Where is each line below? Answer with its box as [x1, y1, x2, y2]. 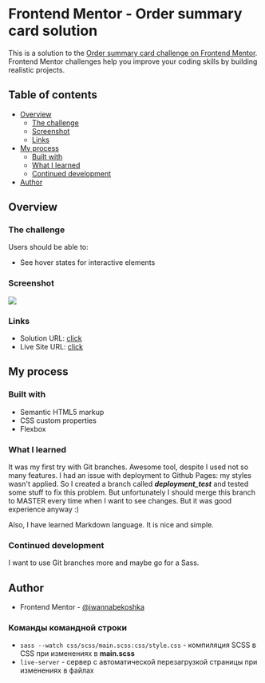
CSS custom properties [19, 416, 97, 425]
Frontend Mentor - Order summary [8, 5, 243, 23]
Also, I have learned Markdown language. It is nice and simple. [8, 520, 214, 530]
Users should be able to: [8, 243, 89, 252]
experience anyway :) [8, 504, 80, 515]
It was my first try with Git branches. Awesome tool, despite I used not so [8, 462, 249, 472]
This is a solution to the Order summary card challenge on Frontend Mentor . [8, 48, 258, 57]
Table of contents [8, 89, 97, 102]
